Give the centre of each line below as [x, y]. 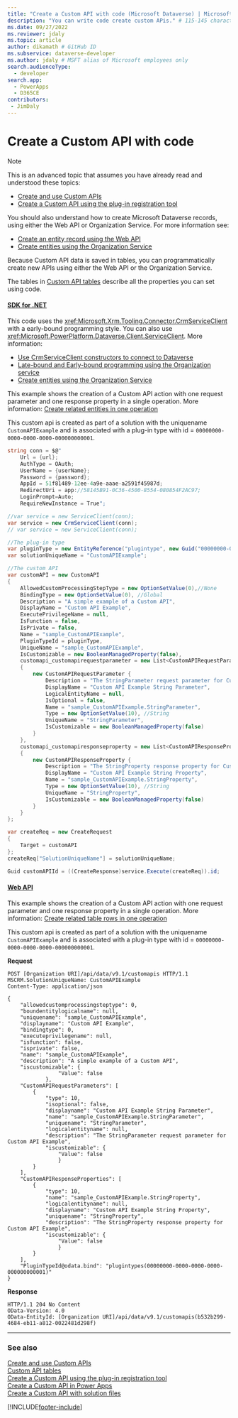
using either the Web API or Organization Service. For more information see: [118, 225]
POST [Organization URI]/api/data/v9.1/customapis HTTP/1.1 [98, 973]
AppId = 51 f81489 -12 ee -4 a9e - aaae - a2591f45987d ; [91, 484]
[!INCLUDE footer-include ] [45, 1407]
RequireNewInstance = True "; [63, 504]
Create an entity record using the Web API [79, 239]
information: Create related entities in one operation [83, 409]
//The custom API [33, 569]
